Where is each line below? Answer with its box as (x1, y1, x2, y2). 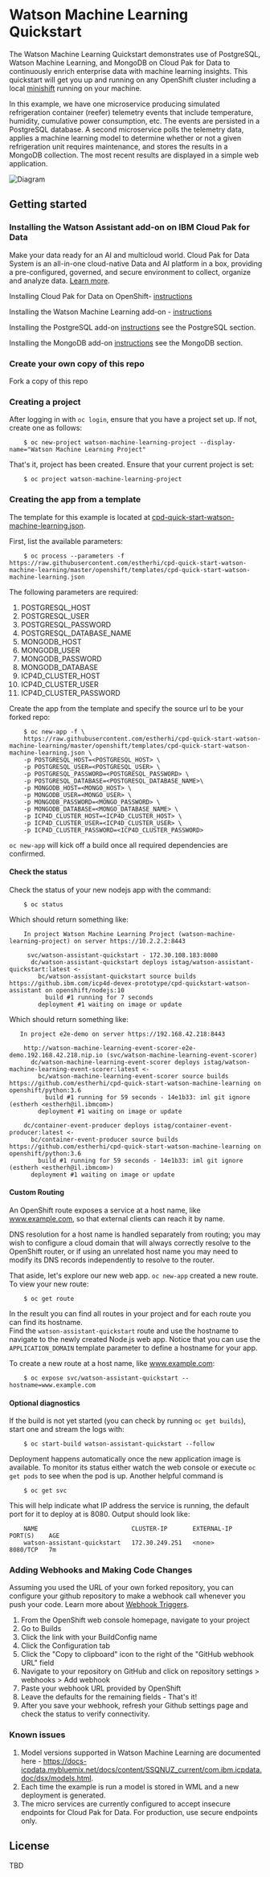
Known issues (9, 1729, 66, 1740)
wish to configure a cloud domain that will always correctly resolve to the (9, 1237, 252, 1247)
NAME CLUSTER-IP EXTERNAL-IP (23, 1525, 232, 1533)
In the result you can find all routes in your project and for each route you (9, 1308, 252, 1319)
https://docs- (43, 1756, 88, 1765)
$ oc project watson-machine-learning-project (23, 476, 182, 484)
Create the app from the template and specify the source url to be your (9, 703, 244, 713)
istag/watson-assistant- (170, 958, 254, 966)
